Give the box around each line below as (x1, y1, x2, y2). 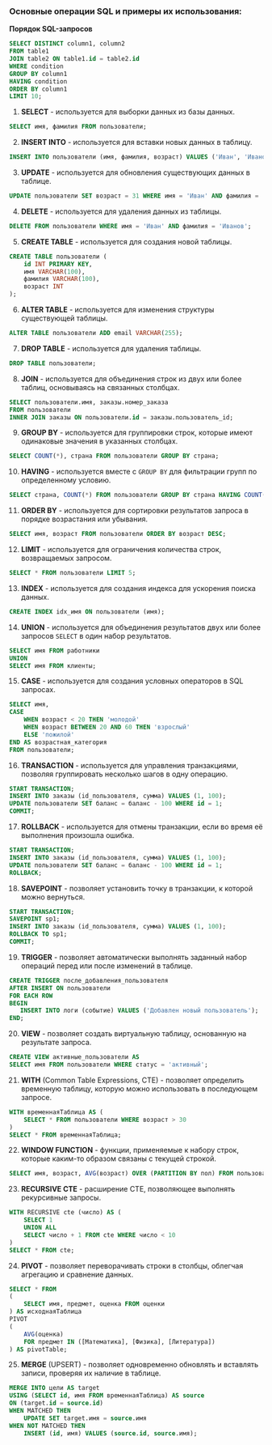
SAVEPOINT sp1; (9, 915, 61, 924)
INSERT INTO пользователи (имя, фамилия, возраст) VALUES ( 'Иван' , (9, 153, 241, 161)
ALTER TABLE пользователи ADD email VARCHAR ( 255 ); (9, 329, 183, 338)
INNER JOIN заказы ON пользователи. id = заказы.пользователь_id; (9, 413, 233, 422)
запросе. (20, 1092, 52, 1102)
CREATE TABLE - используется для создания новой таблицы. (20, 236, 232, 246)
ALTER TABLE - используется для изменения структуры (20, 305, 215, 315)
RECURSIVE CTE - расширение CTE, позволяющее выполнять (20, 1184, 236, 1194)
